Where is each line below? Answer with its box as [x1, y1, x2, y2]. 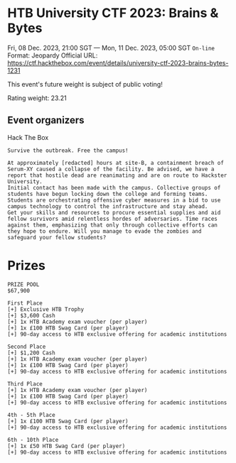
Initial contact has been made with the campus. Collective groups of [7, 184, 221, 191]
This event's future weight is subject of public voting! [7, 80, 163, 88]
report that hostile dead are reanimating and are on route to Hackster [7, 172, 227, 179]
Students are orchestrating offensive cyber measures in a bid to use [7, 197, 221, 204]
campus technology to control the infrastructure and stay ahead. [7, 202, 208, 210]
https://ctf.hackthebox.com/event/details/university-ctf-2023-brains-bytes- [7, 58, 229, 67]
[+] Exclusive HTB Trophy [7, 305, 84, 313]
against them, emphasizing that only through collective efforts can [7, 222, 218, 229]
